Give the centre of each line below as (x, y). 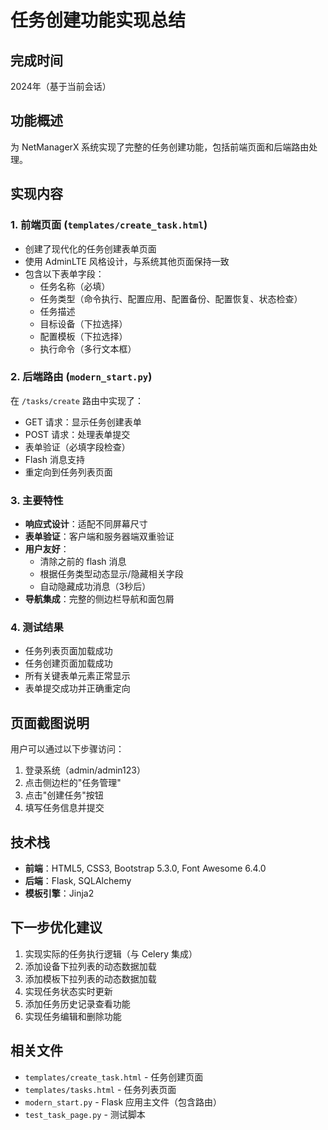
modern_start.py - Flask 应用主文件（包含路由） (123, 1102)
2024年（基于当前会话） (61, 86)
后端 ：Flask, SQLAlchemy (78, 881)
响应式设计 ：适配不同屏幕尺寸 (86, 524)
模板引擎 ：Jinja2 (59, 893)
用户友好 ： (47, 549)
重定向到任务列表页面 (68, 472)
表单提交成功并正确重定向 (77, 688)
